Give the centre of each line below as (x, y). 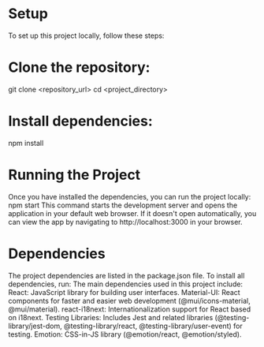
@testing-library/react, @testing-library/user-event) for (153, 326)
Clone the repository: (79, 67)
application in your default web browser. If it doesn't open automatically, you (132, 213)
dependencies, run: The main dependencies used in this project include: (125, 284)
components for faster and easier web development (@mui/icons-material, (129, 300)
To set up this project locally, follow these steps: (86, 35)
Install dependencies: (81, 121)
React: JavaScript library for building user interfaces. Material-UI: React (124, 292)
